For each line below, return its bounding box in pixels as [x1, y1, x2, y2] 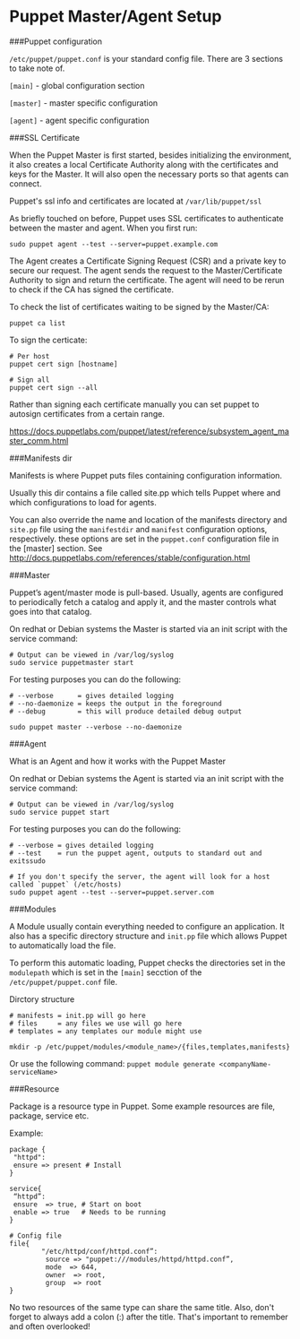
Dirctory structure [9, 993, 75, 1005]
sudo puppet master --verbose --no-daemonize [9, 722, 182, 731]
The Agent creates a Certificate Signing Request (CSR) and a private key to [9, 255, 287, 266]
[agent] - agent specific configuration [9, 115, 150, 125]
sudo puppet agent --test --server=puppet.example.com [9, 239, 219, 248]
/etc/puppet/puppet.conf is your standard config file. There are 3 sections [9, 53, 284, 64]
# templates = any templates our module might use [9, 1026, 202, 1036]
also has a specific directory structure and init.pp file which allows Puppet [9, 930, 287, 941]
